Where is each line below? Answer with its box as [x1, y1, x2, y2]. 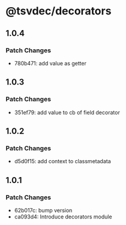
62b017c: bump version [14, 206, 73, 214]
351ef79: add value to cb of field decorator [14, 109, 121, 116]
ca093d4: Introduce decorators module [14, 213, 112, 220]
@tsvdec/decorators [5, 4, 112, 18]
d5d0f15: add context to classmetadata [14, 158, 112, 165]
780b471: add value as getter [14, 59, 86, 67]
